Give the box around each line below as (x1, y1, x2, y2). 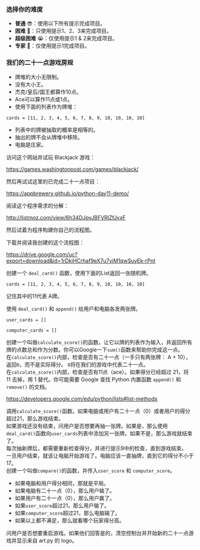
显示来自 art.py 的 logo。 (16, 537, 77, 544)
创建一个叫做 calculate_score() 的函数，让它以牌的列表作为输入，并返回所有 (6, 338, 192, 346)
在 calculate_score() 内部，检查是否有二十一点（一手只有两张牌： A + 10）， (6, 353, 191, 361)
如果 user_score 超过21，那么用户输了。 (14, 502, 110, 509)
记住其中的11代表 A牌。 (6, 292, 62, 299)
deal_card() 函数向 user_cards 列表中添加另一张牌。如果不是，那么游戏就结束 (6, 430, 193, 437)
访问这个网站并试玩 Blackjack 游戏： (6, 154, 95, 161)
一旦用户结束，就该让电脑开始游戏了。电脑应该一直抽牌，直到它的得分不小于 (6, 452, 194, 459)
